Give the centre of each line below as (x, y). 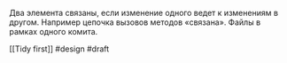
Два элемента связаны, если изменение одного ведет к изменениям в (144, 13)
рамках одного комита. (54, 31)
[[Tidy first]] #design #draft (59, 49)
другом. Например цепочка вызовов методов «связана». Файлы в (135, 22)
